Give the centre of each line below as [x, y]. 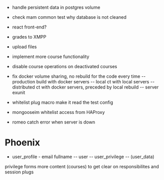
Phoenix [22, 143]
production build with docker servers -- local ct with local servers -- [83, 82]
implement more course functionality [51, 56]
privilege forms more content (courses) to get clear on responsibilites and [82, 166]
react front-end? [29, 27]
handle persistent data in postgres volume [56, 7]
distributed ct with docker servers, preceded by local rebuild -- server [85, 87]
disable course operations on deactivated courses [64, 66]
